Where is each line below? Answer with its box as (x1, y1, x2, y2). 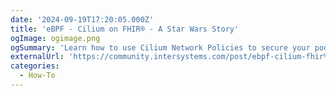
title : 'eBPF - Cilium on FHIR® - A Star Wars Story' (10, 24, 240, 34)
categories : (10, 61, 60, 71)
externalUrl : (10, 52, 65, 62)
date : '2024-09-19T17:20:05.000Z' (10, 14, 155, 25)
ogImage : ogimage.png (10, 33, 101, 43)
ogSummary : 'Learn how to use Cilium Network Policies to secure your (10, 42, 311, 53)
